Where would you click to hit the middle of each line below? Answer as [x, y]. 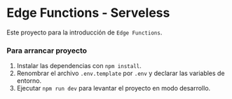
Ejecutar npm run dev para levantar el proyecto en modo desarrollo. [114, 88]
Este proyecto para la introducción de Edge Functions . [84, 32]
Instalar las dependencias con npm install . [79, 66]
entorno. [29, 81]
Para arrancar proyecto [47, 51]
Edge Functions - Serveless [88, 13]
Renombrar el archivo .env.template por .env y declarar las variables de [121, 73]
